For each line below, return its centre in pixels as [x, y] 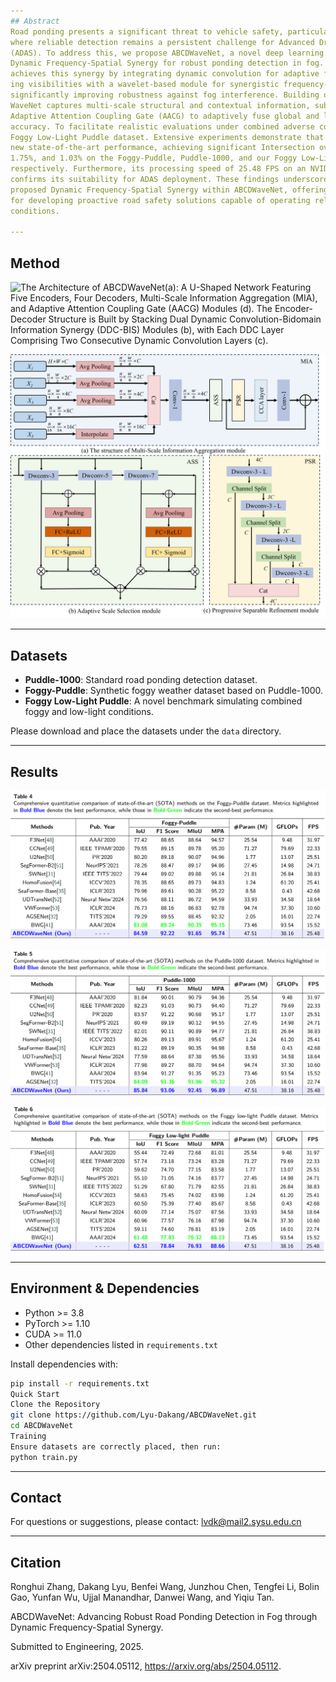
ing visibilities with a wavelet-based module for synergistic [145, 85]
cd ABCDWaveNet [42, 1426]
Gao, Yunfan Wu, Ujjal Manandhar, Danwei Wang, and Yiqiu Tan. [142, 1597]
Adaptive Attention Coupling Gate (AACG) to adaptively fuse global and [165, 116]
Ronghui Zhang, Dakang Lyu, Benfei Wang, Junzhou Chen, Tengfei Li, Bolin [165, 1587]
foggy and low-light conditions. [89, 712]
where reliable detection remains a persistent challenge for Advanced [162, 42]
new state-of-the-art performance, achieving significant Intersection [162, 148]
